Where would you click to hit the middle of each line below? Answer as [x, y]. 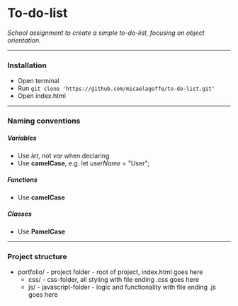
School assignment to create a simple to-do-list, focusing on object [106, 33]
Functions [22, 180]
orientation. [24, 40]
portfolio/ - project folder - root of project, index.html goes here [110, 272]
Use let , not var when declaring [63, 156]
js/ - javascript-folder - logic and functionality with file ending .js [122, 287]
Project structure [37, 256]
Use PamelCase [41, 231]
